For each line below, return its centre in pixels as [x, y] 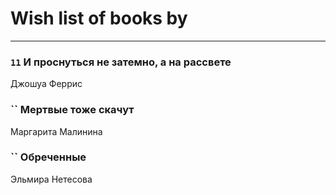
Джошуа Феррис [46, 84]
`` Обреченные [48, 157]
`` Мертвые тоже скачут [72, 110]
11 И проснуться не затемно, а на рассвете [121, 62]
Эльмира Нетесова [51, 179]
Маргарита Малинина [56, 131]
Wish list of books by [99, 18]
